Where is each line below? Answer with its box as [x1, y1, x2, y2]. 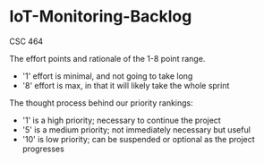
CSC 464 [9, 36, 44, 47]
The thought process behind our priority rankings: [9, 97, 194, 108]
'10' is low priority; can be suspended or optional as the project [21, 133, 255, 144]
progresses [21, 143, 64, 154]
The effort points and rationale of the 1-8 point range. [9, 53, 206, 64]
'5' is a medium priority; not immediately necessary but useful [21, 124, 251, 135]
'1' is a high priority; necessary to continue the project [21, 115, 221, 125]
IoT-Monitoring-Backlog [9, 6, 192, 27]
